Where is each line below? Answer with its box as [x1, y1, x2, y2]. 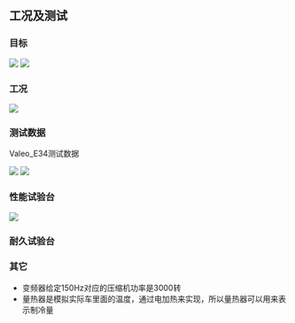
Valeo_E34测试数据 [9, 149, 80, 159]
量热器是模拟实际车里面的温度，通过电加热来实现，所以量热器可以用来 [21, 293, 279, 304]
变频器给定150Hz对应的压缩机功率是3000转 [21, 282, 182, 293]
